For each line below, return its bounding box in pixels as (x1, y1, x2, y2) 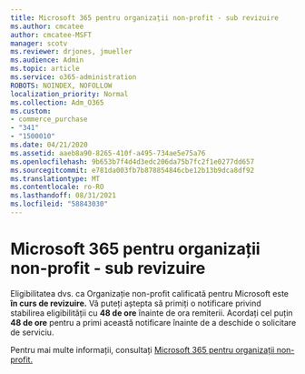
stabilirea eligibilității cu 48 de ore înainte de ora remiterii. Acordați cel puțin (10, 307, 293, 318)
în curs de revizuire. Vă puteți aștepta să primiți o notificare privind (10, 298, 261, 308)
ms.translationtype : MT (10, 174, 101, 183)
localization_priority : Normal (10, 89, 129, 98)
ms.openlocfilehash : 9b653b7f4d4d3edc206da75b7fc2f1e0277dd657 (10, 157, 255, 167)
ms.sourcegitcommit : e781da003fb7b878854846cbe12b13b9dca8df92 (10, 166, 255, 175)
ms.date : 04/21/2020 (10, 140, 89, 149)
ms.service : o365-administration (10, 73, 137, 82)
